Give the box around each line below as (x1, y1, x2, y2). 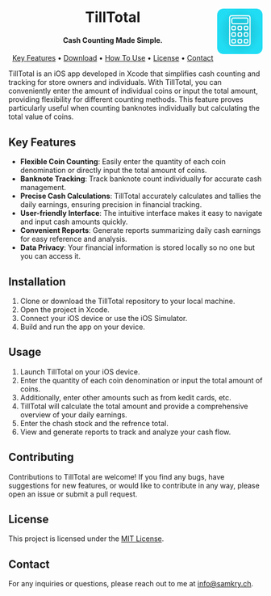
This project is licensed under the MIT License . (8, 534, 165, 543)
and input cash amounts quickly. (19, 217, 128, 226)
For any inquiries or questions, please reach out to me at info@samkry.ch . (8, 579, 254, 589)
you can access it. (19, 252, 81, 261)
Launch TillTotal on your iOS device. (19, 366, 140, 376)
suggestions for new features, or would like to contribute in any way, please (8, 480, 260, 490)
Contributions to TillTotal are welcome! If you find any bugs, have (8, 471, 225, 481)
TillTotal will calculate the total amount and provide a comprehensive (19, 401, 248, 411)
